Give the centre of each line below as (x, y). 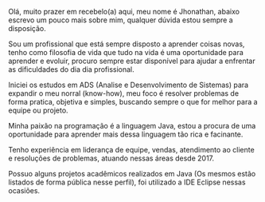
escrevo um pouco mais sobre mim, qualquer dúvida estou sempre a (121, 20)
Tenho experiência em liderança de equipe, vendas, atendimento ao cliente (131, 150)
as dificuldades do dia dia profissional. (72, 69)
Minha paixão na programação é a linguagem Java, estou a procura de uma (132, 126)
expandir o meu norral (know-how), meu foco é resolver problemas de (124, 93)
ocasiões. (24, 190)
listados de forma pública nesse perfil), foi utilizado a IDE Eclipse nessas (127, 182)
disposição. (27, 28)
